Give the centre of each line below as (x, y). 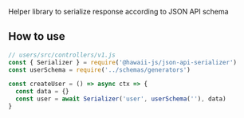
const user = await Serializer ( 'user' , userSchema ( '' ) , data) (121, 99)
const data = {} (42, 92)
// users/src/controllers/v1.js (62, 55)
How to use (37, 36)
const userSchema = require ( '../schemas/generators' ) (100, 70)
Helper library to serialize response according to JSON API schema (118, 12)
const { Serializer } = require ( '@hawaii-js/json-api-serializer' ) (123, 62)
